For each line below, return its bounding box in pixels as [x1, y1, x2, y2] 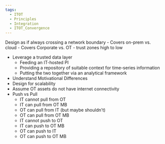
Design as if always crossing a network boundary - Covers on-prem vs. [5, 39, 151, 45]
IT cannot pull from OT [19, 96, 66, 102]
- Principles [9, 16, 37, 21]
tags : [5, 7, 16, 12]
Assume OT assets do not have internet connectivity [12, 86, 120, 92]
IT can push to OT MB [19, 123, 64, 129]
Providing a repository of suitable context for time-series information [19, 65, 160, 71]
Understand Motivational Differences [12, 75, 88, 81]
